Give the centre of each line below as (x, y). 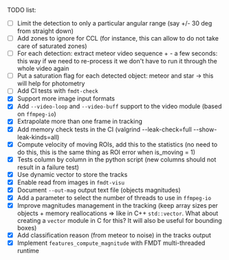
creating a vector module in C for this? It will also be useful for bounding (119, 220)
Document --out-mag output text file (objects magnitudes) (99, 190)
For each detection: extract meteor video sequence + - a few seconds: (117, 54)
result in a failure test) (48, 167)
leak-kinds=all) (38, 137)
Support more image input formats (66, 98)
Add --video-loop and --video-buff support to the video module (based (119, 107)
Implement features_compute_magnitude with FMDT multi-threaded (111, 243)
